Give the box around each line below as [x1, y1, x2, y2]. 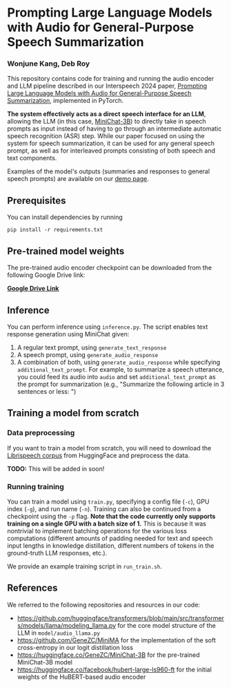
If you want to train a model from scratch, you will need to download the [7, 443, 212, 452]
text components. [7, 154, 57, 162]
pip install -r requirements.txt [7, 227, 103, 233]
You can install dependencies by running [7, 213, 123, 222]
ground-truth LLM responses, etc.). [7, 548, 108, 557]
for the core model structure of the [117, 621, 216, 629]
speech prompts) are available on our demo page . [7, 175, 150, 183]
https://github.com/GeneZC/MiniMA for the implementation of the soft [17, 636, 216, 644]
